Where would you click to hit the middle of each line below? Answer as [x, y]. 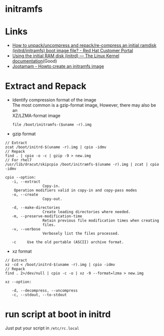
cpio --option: [21, 178]
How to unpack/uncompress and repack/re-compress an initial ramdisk [84, 45]
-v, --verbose [26, 229]
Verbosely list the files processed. [81, 234]
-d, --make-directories [36, 208]
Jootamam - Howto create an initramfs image [58, 66]
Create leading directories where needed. [87, 212]
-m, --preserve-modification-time [47, 216]
